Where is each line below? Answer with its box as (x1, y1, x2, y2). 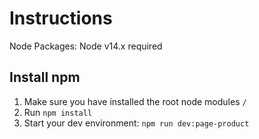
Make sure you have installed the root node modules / (23, 95, 247, 107)
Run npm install (23, 106, 93, 118)
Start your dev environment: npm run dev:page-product (23, 117, 250, 129)
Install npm (9, 69, 81, 86)
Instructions (9, 7, 113, 30)
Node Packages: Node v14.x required (9, 40, 163, 52)
